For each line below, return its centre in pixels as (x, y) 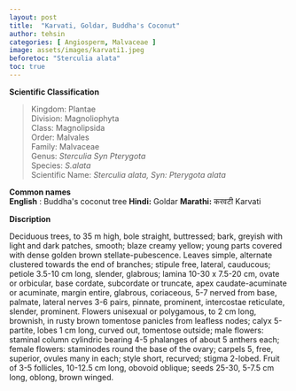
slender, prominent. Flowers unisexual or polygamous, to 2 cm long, (133, 311)
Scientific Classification (55, 92)
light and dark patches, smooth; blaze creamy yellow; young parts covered (145, 245)
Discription (30, 218)
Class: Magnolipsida (68, 127)
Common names (40, 192)
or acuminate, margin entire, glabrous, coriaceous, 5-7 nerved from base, (143, 292)
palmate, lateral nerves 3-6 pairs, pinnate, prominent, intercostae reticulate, (147, 302)
